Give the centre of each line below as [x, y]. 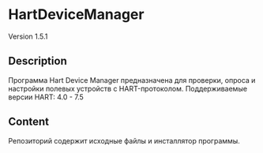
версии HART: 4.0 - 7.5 [46, 97]
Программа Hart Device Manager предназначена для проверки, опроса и [132, 80]
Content [29, 122]
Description [38, 61]
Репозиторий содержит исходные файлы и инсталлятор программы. [124, 140]
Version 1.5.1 [28, 36]
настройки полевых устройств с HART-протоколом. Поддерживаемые [128, 88]
